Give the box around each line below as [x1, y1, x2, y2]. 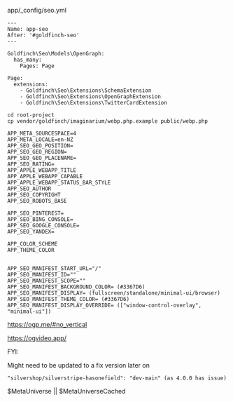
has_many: [13, 56, 42, 63]
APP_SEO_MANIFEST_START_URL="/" [7, 265, 101, 272]
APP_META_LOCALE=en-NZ [7, 136, 73, 143]
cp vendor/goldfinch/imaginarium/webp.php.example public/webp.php [7, 118, 209, 125]
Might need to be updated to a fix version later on [7, 361, 150, 369]
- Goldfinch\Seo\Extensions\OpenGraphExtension [20, 93, 161, 100]
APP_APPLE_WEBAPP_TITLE [7, 167, 77, 174]
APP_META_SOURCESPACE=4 [7, 130, 77, 137]
